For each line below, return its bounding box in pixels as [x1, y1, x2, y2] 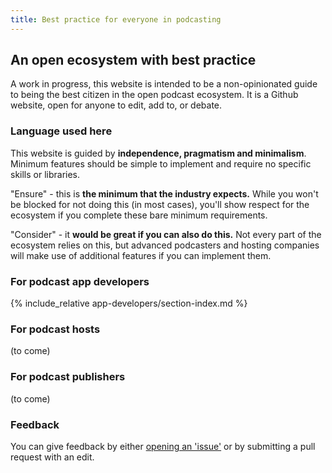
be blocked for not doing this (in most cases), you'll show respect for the [10, 198, 310, 210]
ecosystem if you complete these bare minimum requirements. [10, 209, 268, 221]
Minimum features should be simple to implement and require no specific [10, 157, 312, 170]
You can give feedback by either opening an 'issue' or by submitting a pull [10, 440, 316, 452]
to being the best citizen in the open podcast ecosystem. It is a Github [10, 89, 299, 101]
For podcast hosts [10, 322, 101, 336]
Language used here [10, 124, 113, 138]
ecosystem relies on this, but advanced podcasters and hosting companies [10, 239, 320, 251]
